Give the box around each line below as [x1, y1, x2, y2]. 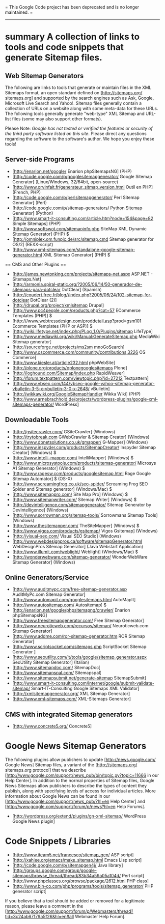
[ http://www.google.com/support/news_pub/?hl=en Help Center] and [5, 798, 145, 805]
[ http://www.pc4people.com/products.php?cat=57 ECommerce [12, 307, 141, 313]
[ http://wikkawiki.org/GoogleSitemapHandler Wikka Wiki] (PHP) [12, 391, 141, 397]
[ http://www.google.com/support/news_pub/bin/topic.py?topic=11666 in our [5, 772, 159, 778]
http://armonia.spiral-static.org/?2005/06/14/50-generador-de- [14, 281, 142, 287]
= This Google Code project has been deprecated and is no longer [5, 4, 139, 10]
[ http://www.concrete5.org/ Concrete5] [12, 723, 92, 729]
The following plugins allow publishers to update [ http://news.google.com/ [5, 756, 156, 763]
